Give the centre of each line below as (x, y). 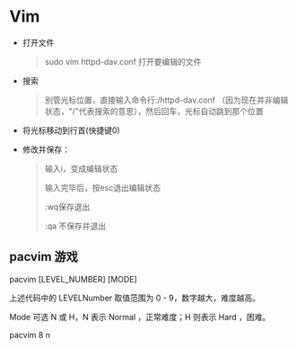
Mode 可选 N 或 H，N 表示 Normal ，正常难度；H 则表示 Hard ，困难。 (140, 317)
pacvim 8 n (30, 335)
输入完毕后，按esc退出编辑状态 (103, 187)
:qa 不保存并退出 (75, 226)
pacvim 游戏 (44, 257)
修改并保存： (46, 149)
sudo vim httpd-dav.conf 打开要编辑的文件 (123, 61)
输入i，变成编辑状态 (81, 168)
